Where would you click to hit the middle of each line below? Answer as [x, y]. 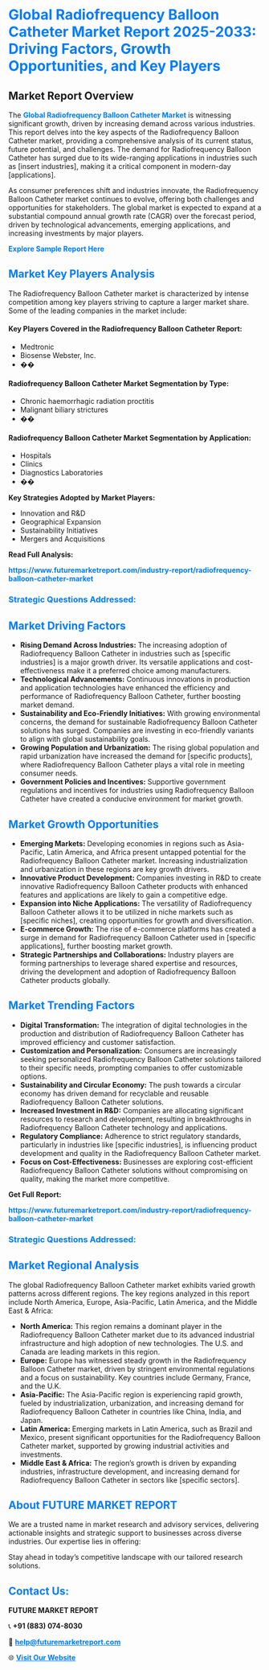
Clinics [31, 464]
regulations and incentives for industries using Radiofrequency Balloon [137, 791]
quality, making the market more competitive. [95, 1178]
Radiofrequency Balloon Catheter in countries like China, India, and [131, 1411]
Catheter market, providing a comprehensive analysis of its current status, [131, 141]
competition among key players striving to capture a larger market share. [128, 302]
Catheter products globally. [65, 980]
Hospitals [36, 455]
